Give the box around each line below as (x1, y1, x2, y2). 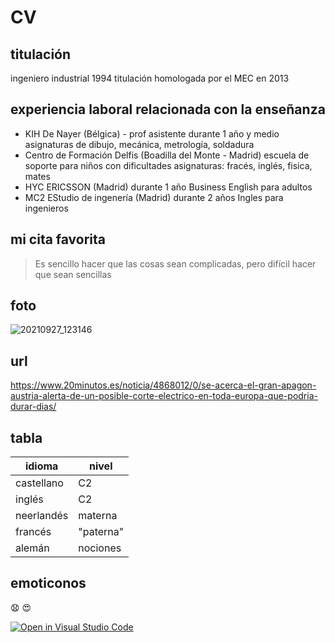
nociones (78, 541, 122, 555)
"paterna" (78, 525, 125, 539)
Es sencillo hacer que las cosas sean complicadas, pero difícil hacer (34, 257, 317, 270)
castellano (15, 476, 64, 490)
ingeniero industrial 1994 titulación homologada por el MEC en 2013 (10, 72, 290, 84)
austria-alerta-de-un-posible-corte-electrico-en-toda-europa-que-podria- (10, 390, 318, 402)
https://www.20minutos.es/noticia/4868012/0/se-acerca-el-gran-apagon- (10, 379, 317, 391)
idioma (24, 459, 59, 473)
